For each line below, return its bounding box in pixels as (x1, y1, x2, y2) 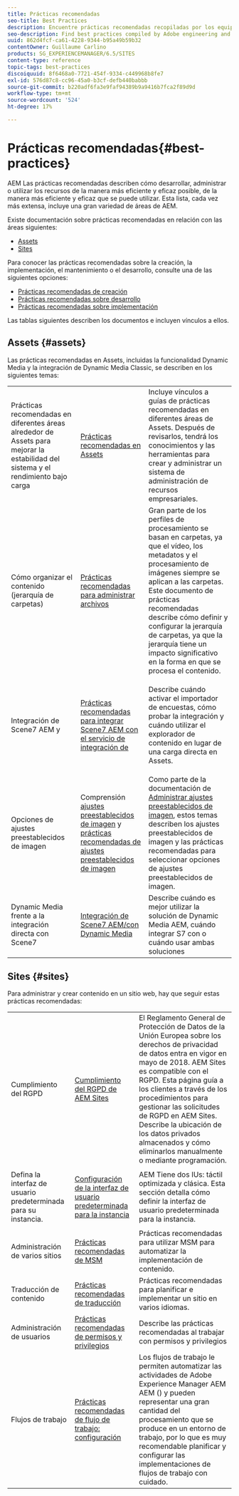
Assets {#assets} (7, 336, 87, 349)
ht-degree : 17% (7, 103, 53, 110)
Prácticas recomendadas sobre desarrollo (17, 294, 141, 303)
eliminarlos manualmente (138, 1147, 223, 1157)
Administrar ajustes (148, 792, 213, 802)
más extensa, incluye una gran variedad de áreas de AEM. (7, 201, 178, 210)
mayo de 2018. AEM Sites (138, 1058, 226, 1068)
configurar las (138, 1450, 186, 1460)
